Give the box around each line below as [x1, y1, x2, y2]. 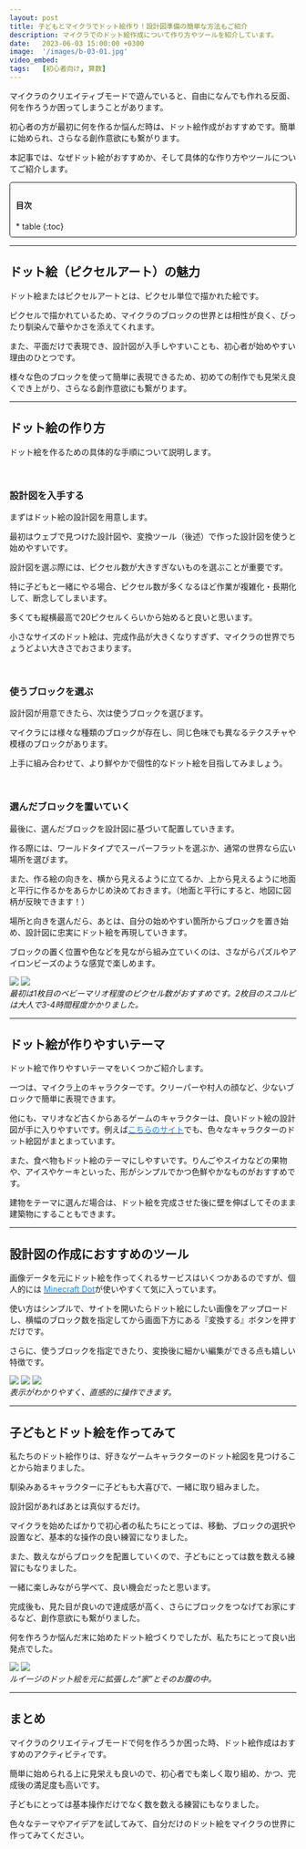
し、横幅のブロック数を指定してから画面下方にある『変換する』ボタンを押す [9, 1315, 297, 1326]
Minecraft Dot [43, 1284, 96, 1295]
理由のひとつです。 [9, 352, 80, 363]
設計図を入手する [9, 489, 85, 501]
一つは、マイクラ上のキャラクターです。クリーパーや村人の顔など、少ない [9, 1082, 287, 1093]
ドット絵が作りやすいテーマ [9, 1037, 166, 1052]
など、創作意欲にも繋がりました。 [16, 1613, 146, 1624]
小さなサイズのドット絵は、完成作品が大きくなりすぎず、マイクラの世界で [9, 631, 289, 642]
